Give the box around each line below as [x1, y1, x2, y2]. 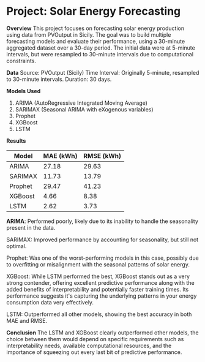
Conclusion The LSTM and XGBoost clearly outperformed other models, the [6, 329, 199, 336]
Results [6, 137, 26, 145]
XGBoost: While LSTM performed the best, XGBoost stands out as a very [6, 273, 190, 280]
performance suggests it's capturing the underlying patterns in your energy [6, 292, 197, 300]
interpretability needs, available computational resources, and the [6, 342, 172, 349]
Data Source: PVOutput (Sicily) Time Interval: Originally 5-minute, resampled [6, 69, 199, 76]
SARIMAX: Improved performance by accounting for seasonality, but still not [6, 236, 199, 243]
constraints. [6, 57, 37, 64]
